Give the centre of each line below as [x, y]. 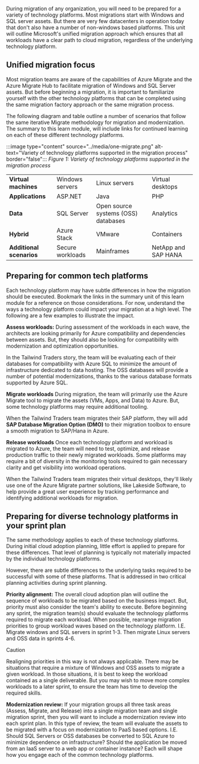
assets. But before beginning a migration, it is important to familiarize [90, 92]
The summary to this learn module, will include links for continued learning [97, 128]
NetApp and [168, 247]
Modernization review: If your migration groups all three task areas [89, 705]
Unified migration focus [51, 65]
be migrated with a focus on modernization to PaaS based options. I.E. [92, 730]
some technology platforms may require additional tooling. [77, 406]
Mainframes [113, 251]
